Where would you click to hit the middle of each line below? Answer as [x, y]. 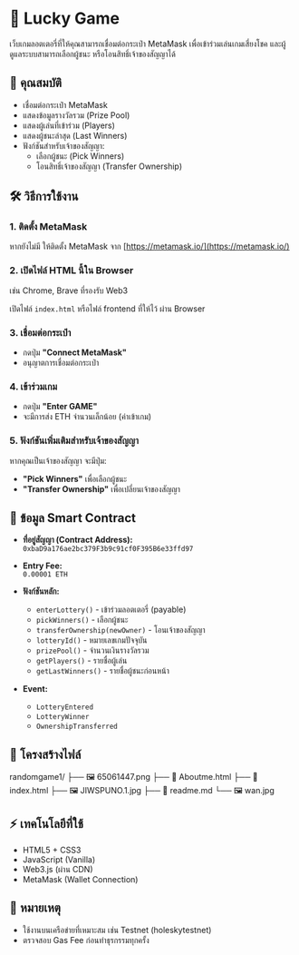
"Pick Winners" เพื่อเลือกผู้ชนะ [75, 478]
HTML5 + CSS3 [52, 850]
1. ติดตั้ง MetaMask [48, 227]
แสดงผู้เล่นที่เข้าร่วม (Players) [69, 125]
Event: [35, 689]
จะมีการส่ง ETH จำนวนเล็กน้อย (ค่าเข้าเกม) [87, 417]
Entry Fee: [42, 566]
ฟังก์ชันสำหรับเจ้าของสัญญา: [63, 145]
